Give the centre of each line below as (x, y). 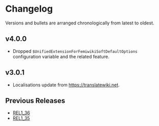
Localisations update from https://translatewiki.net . (66, 85)
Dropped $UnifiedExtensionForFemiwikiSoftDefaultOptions (75, 51)
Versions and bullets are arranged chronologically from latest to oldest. (80, 23)
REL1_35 (21, 118)
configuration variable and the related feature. (61, 56)
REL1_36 (21, 113)
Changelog (29, 9)
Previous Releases (35, 100)
